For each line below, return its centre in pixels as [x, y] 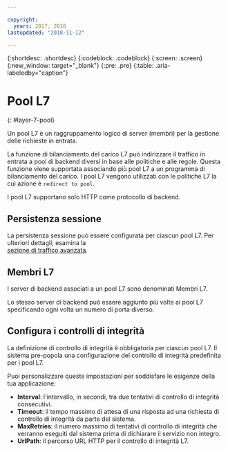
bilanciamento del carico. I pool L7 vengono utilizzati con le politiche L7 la [112, 177]
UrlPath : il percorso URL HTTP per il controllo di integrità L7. [103, 441]
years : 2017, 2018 [40, 26]
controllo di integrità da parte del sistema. [76, 419]
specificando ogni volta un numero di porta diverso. [81, 309]
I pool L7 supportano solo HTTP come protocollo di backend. [94, 197]
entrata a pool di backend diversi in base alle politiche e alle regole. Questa [114, 162]
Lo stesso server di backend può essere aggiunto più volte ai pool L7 [105, 302]
